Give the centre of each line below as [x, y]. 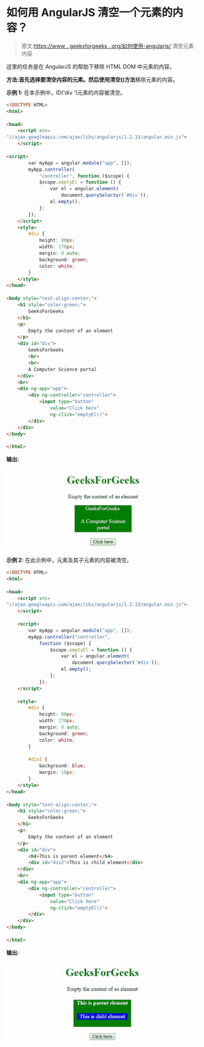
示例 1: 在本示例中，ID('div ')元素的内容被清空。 [66, 92]
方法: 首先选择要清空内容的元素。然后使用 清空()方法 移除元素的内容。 [92, 80]
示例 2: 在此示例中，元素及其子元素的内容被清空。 [69, 560]
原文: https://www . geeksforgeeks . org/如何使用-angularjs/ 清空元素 [107, 46]
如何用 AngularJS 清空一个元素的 [89, 13]
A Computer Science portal [63, 369]
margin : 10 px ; [57, 772]
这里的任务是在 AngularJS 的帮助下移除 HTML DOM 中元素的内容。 [91, 66]
